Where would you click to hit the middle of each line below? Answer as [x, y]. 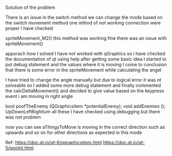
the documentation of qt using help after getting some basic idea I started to [86, 59]
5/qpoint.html [20, 148]
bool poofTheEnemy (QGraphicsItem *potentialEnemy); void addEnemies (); [85, 106]
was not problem [23, 117]
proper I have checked [29, 28]
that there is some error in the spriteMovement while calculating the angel [83, 70]
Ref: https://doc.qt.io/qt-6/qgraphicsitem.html [54, 142]
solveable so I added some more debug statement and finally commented [83, 85]
